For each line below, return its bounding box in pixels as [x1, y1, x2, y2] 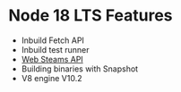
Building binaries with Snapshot [21, 63, 139, 74]
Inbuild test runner [21, 44, 90, 54]
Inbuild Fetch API [21, 35, 84, 46]
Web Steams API [21, 54, 84, 64]
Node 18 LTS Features [8, 5, 173, 26]
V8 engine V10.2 [21, 72, 82, 83]
